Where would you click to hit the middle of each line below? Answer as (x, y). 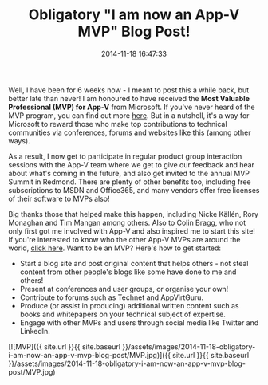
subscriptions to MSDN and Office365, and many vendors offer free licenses (134, 190)
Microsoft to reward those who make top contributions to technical (118, 124)
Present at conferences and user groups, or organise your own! (124, 289)
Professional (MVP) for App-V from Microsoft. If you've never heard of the (132, 107)
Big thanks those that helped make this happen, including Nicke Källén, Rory (134, 214)
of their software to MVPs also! (59, 198)
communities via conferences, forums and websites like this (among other (130, 132)
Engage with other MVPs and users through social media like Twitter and (139, 322)
